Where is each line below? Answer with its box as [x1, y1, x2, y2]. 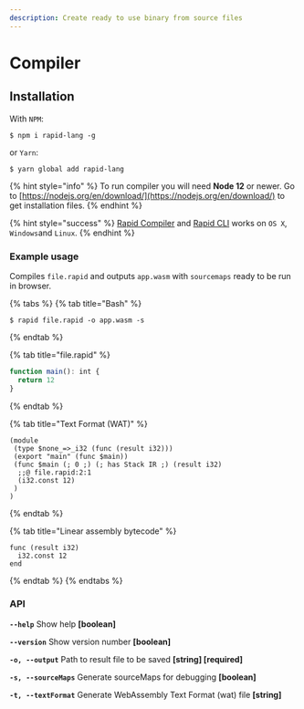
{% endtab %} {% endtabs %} [9, 575, 123, 586]
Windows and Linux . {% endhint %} [9, 227, 135, 238]
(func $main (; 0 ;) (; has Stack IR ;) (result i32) [13, 460, 223, 469]
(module [9, 435, 39, 445]
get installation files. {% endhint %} [9, 200, 143, 211]
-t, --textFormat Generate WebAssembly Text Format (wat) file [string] [9, 689, 282, 700]
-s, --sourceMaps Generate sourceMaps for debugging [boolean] [9, 672, 257, 683]
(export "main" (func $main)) [13, 452, 129, 461]
